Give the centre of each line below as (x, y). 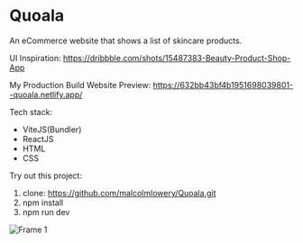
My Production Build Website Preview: (80, 85)
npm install (43, 202)
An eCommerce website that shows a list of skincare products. (126, 40)
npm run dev (46, 211)
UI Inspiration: (35, 58)
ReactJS (38, 139)
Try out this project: (46, 175)
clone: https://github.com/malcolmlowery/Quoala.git (119, 193)
